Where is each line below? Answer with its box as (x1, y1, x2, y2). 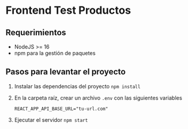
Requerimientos (5, 27, 66, 38)
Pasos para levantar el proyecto (5, 67, 126, 77)
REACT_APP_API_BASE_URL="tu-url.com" (14, 106, 109, 112)
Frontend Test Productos (5, 4, 131, 17)
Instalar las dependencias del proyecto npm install (14, 82, 141, 90)
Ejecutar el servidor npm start (14, 116, 88, 123)
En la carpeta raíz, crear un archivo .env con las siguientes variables (14, 94, 183, 102)
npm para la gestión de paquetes (14, 50, 96, 57)
